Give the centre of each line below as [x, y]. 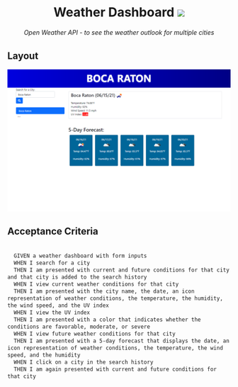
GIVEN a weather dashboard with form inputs [80, 256]
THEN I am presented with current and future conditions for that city [122, 270]
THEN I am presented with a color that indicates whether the [107, 320]
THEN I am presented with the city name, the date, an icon [104, 291]
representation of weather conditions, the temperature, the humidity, [115, 298]
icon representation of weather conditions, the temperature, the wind [115, 348]
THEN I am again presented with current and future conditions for [115, 369]
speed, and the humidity [44, 355]
